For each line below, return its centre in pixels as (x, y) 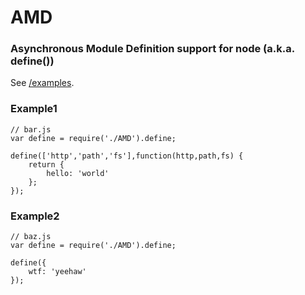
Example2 (35, 216)
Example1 (34, 109)
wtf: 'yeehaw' (57, 272)
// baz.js (31, 237)
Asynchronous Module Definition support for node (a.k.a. (152, 49)
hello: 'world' (78, 173)
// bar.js (31, 129)
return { (46, 164)
